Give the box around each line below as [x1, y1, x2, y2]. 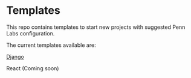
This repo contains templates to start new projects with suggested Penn [6, 23, 186, 31]
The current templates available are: [6, 41, 96, 49]
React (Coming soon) [6, 64, 59, 72]
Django [6, 53, 24, 60]
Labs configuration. [6, 29, 55, 37]
